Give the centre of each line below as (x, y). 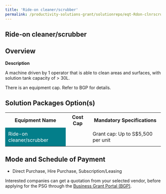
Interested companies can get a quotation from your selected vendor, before (83, 181)
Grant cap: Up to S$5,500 (123, 134)
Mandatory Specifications (125, 120)
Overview (21, 51)
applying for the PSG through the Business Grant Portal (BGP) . (68, 186)
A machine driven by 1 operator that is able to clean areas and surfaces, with (83, 73)
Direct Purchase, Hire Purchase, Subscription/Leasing (67, 171)
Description (18, 63)
